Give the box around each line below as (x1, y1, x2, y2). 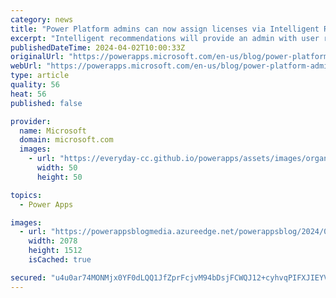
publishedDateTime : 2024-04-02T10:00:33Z (10, 42, 186, 53)
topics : (10, 190, 43, 200)
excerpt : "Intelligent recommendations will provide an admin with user (10, 33, 320, 43)
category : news (10, 14, 74, 25)
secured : (10, 272, 47, 283)
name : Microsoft (19, 126, 87, 136)
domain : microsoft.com (19, 135, 114, 145)
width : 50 (36, 163, 78, 173)
